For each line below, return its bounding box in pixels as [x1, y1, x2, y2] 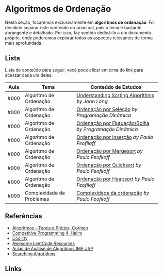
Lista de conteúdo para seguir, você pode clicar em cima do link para [5, 67, 143, 73]
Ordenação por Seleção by [76, 106, 138, 113]
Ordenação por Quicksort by [76, 162, 142, 168]
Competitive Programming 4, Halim [12, 230, 82, 236]
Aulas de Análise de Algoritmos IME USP [12, 245, 94, 251]
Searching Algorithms [12, 251, 56, 257]
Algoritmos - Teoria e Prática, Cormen [12, 225, 88, 231]
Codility [12, 235, 28, 241]
